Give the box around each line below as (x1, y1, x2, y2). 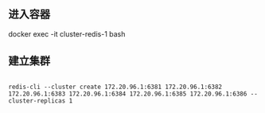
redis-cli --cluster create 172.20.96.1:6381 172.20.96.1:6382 (8, 83, 223, 91)
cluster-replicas (8, 96, 66, 105)
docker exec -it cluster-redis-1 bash (8, 29, 126, 38)
